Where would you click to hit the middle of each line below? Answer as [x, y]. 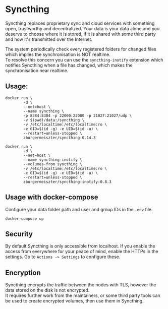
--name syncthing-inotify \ [53, 160]
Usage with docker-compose [52, 197]
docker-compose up [24, 219]
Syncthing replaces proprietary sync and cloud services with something [80, 23]
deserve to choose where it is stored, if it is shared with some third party [81, 34]
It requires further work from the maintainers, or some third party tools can [83, 295]
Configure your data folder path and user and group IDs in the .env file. [79, 209]
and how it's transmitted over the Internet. [49, 39]
